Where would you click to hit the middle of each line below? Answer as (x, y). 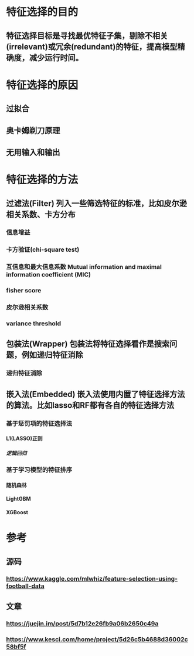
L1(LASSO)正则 (24, 438)
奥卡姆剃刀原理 (33, 130)
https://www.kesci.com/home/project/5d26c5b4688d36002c (97, 639)
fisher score (24, 291)
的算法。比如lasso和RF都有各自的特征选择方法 (90, 405)
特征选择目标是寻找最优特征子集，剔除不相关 (87, 36)
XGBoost (17, 512)
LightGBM (18, 499)
